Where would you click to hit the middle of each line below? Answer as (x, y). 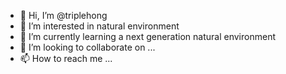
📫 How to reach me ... (66, 58)
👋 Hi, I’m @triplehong (63, 15)
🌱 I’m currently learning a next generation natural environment (147, 36)
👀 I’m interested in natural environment (99, 26)
